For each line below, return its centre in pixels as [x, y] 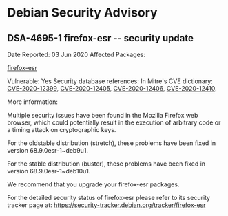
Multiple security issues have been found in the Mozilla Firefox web [103, 115]
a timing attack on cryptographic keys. [62, 130]
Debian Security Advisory [82, 13]
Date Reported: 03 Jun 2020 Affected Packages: [76, 54]
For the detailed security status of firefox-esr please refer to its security [109, 198]
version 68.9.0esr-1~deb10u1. [49, 171]
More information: [33, 102]
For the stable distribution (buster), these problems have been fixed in [106, 164]
